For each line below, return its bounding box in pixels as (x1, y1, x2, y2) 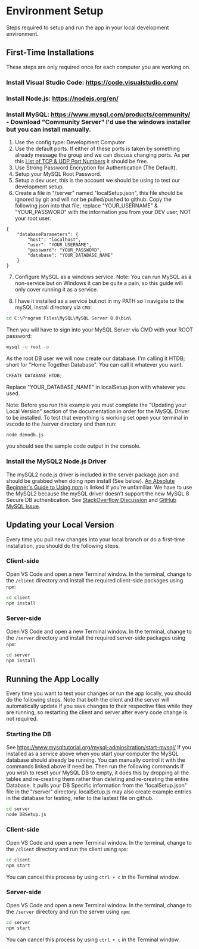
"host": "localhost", (27, 237, 82, 243)
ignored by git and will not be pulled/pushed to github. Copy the (14, 196, 172, 203)
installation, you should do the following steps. (6, 542, 120, 549)
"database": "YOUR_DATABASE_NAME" (27, 252, 113, 258)
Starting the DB (6, 730, 52, 739)
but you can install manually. (6, 125, 91, 134)
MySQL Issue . (6, 503, 41, 510)
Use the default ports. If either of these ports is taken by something (14, 145, 181, 152)
